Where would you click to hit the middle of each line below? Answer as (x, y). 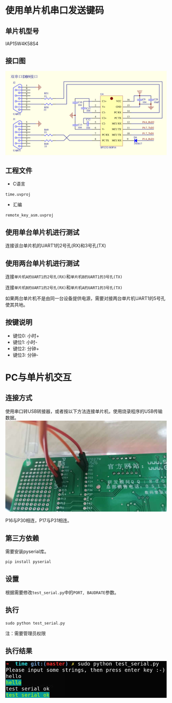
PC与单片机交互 (38, 378)
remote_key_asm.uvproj (29, 216)
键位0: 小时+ (26, 335)
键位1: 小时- (25, 342)
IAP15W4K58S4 (22, 44)
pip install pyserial (28, 562)
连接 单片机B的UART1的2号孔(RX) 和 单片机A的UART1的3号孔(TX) (64, 288)
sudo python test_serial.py (35, 623)
